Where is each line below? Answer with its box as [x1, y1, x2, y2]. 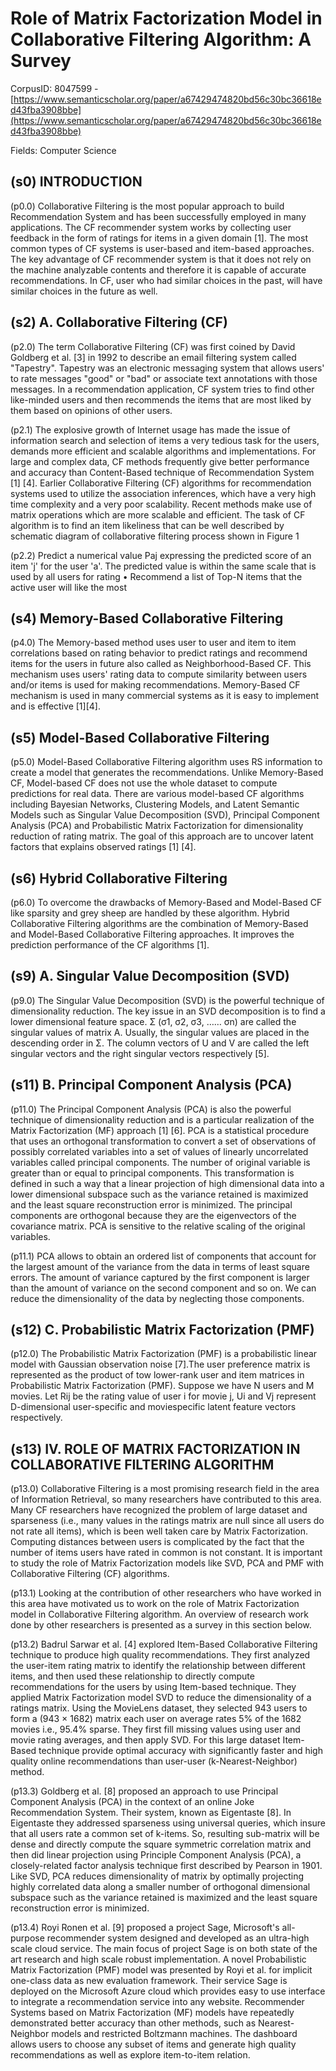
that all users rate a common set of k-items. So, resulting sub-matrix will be [10, 1828, 320, 1840]
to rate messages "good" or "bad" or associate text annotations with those [10, 372, 318, 384]
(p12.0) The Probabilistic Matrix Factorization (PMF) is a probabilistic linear [10, 1348, 318, 1360]
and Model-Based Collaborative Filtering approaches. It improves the [10, 928, 295, 940]
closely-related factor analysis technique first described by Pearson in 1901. [10, 1860, 323, 1872]
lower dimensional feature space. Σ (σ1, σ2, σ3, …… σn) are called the [10, 1015, 297, 1027]
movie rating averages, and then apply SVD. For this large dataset [10, 1734, 281, 1746]
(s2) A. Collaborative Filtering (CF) [10, 314, 228, 331]
